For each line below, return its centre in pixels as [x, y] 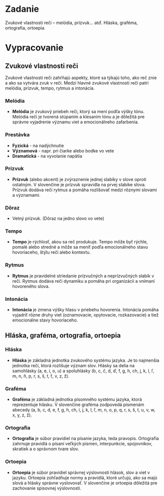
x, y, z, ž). [22, 415]
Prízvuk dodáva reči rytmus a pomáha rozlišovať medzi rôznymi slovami [85, 190]
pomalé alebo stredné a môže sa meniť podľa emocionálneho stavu [80, 247]
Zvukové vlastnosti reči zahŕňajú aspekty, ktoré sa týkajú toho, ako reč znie [81, 78]
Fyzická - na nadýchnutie [38, 146]
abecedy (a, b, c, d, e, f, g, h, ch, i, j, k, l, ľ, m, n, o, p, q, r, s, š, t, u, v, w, [84, 410]
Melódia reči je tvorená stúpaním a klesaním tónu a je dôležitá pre [78, 117]
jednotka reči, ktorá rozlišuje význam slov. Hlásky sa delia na [73, 365]
